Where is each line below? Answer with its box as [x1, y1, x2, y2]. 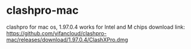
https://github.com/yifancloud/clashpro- [6, 29, 107, 36]
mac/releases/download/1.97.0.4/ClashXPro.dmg [6, 36, 129, 43]
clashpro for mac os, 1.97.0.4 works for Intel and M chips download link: [6, 23, 186, 30]
